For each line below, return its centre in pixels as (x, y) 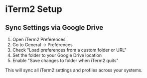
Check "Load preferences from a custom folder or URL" (70, 50)
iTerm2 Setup (34, 9)
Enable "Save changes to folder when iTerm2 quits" (65, 60)
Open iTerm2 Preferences (39, 39)
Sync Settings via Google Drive (54, 28)
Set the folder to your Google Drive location (57, 55)
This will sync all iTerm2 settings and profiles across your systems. (74, 70)
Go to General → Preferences (43, 45)
